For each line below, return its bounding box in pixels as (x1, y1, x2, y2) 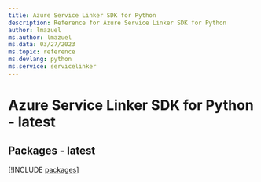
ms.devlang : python (8, 56, 72, 64)
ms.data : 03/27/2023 (8, 41, 76, 49)
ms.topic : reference (8, 48, 76, 56)
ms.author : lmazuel (8, 33, 72, 42)
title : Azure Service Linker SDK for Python (8, 11, 156, 20)
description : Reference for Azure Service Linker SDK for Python (8, 19, 226, 27)
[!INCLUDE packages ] (8, 165, 79, 174)
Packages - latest (8, 144, 96, 158)
